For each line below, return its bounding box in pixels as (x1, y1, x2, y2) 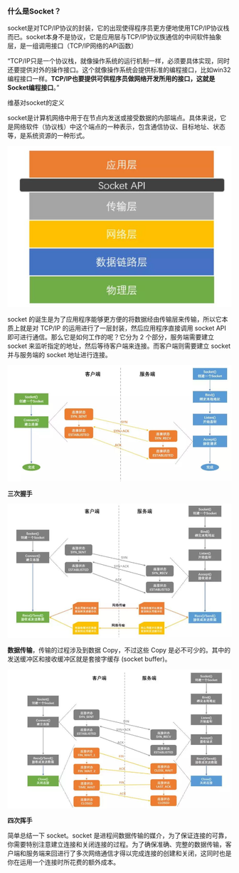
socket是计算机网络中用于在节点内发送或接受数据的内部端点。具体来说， (7, 114, 221, 122)
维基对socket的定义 (7, 98, 65, 107)
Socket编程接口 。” (7, 83, 60, 92)
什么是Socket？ (7, 6, 62, 16)
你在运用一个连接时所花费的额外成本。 (7, 858, 119, 867)
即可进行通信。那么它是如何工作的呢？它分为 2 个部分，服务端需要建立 (7, 332, 215, 341)
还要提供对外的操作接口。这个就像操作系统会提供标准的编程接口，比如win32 (7, 65, 231, 74)
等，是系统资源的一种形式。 (7, 132, 89, 140)
